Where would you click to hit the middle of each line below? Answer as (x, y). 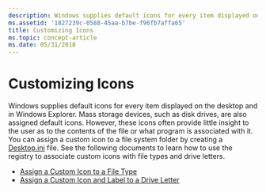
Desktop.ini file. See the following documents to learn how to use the (120, 148)
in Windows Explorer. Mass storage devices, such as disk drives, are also (127, 115)
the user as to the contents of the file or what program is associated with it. (131, 131)
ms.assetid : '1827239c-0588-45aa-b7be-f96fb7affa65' (97, 23)
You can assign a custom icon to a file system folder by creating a (116, 140)
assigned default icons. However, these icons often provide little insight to (129, 122)
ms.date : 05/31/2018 (42, 45)
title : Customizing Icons (51, 30)
